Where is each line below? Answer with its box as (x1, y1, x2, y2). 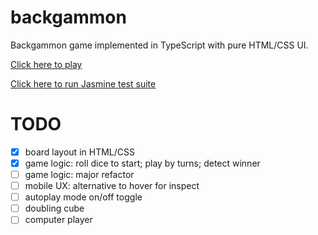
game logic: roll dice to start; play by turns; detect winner (24, 157, 261, 169)
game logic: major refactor (24, 169, 135, 180)
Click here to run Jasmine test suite (10, 77, 157, 90)
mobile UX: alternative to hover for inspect (24, 180, 200, 192)
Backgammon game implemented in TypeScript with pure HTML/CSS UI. (10, 39, 309, 51)
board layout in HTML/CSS (24, 146, 135, 158)
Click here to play (10, 58, 83, 70)
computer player (24, 214, 93, 226)
